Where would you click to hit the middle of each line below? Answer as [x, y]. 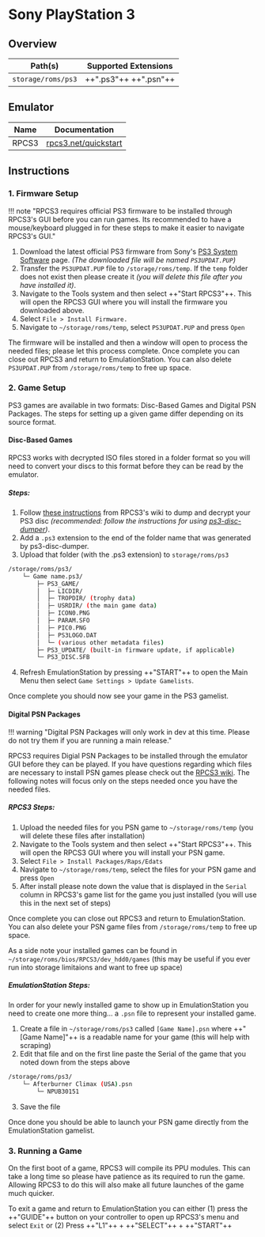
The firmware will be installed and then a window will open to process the [128, 342]
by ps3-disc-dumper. [54, 546]
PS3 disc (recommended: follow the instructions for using [114, 520]
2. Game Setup [37, 388]
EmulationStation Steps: [49, 985]
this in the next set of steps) [65, 902]
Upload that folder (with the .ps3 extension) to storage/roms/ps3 [124, 554]
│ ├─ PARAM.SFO [63, 621]
